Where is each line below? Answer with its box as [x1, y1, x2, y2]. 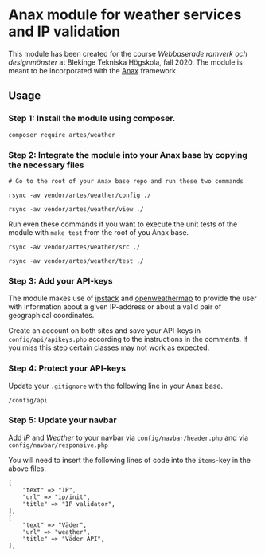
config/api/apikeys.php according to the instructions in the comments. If [8, 335, 248, 344]
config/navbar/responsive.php [8, 441, 109, 449]
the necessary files [8, 159, 85, 171]
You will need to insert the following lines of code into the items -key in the [8, 455, 251, 465]
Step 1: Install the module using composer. [8, 113, 176, 124]
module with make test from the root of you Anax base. [8, 227, 189, 237]
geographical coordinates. [8, 311, 95, 320]
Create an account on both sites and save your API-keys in [8, 326, 201, 335]
